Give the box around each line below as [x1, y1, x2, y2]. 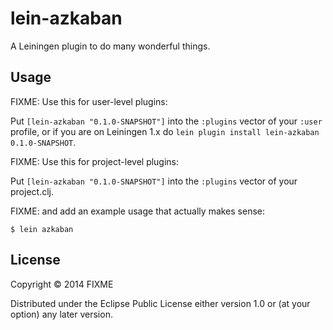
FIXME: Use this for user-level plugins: [10, 95, 168, 107]
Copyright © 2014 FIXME [10, 278, 114, 290]
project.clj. [10, 185, 54, 197]
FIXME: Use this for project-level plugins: [10, 155, 180, 167]
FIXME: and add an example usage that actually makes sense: [10, 205, 266, 217]
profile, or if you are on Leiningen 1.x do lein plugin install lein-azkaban [10, 125, 320, 137]
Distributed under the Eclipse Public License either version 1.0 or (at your [10, 297, 311, 309]
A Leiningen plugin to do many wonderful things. [10, 40, 211, 52]
